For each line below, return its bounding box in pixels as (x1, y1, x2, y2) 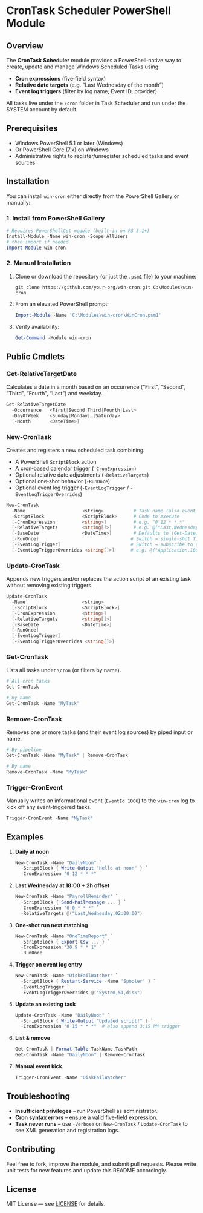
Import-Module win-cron (6, 245, 66, 251)
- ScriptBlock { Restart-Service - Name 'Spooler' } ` (21, 979, 156, 985)
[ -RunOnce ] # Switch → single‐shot (11, 536, 190, 542)
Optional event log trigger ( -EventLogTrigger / (14, 484, 129, 491)
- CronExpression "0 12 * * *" (21, 871, 97, 877)
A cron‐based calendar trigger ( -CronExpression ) (14, 464, 137, 472)
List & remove (14, 1034, 50, 1042)
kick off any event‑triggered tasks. (6, 803, 92, 810)
